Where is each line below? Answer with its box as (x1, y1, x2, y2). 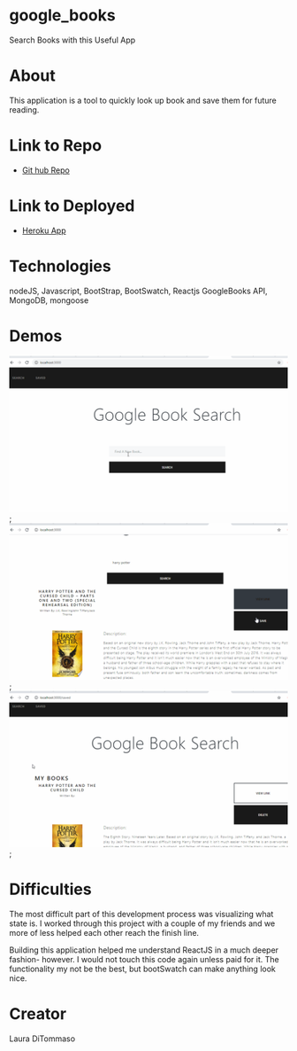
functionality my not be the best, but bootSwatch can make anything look (9, 963, 276, 975)
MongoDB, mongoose (9, 294, 89, 306)
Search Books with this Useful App (9, 35, 136, 45)
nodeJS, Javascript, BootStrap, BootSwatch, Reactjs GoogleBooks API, (9, 285, 268, 296)
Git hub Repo (21, 165, 71, 175)
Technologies (9, 256, 112, 276)
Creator (9, 1004, 67, 1024)
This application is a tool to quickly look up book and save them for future (9, 95, 277, 105)
